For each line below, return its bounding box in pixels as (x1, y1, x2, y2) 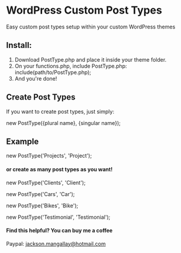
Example (6, 136, 39, 146)
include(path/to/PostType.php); (14, 69, 92, 76)
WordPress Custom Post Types (6, 4, 163, 17)
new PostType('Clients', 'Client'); (6, 179, 86, 186)
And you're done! (14, 75, 57, 82)
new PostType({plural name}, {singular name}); (6, 119, 121, 126)
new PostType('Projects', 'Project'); (6, 152, 92, 159)
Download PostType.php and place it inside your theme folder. (14, 56, 167, 63)
